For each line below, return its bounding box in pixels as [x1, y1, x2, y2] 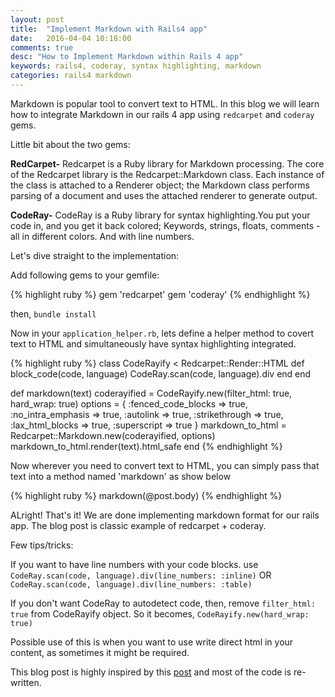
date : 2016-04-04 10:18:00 [10, 33, 132, 43]
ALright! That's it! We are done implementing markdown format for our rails [10, 509, 320, 521]
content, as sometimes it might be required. [10, 646, 190, 658]
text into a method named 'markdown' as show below [10, 470, 232, 482]
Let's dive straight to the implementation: [10, 249, 180, 261]
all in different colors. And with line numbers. [10, 230, 195, 242]
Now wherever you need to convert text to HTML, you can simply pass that [10, 459, 320, 471]
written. [10, 676, 42, 688]
